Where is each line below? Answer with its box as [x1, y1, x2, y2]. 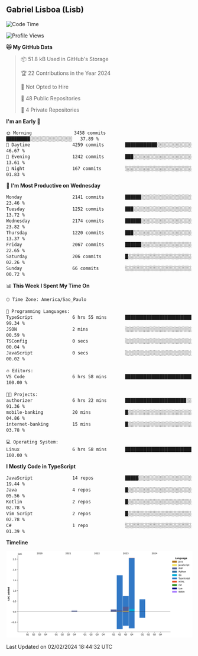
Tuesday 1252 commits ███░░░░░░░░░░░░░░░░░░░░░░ [6, 206, 192, 212]
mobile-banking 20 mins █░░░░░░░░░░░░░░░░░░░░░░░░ [6, 409, 192, 415]
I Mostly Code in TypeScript [6, 462, 76, 470]
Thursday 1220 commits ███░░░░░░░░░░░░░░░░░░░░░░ [6, 230, 192, 236]
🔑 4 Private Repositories [20, 106, 80, 113]
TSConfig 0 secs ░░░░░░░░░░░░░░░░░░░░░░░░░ [6, 338, 192, 344]
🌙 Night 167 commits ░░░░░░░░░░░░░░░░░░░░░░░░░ [6, 166, 192, 172]
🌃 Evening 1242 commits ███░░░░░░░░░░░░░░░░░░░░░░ [6, 154, 192, 160]
